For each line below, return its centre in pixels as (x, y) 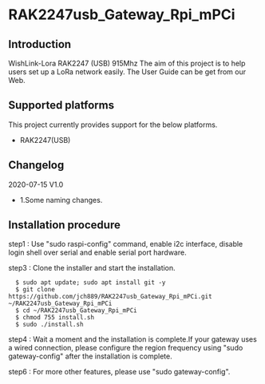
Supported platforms (61, 105)
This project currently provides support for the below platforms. (113, 125)
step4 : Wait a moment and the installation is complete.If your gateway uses (132, 339)
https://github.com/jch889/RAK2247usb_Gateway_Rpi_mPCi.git (111, 297)
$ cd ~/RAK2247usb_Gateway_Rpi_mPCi (76, 311)
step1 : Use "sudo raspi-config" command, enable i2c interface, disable (126, 244)
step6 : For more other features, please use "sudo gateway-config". (119, 372)
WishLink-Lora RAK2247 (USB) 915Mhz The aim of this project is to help (127, 63)
